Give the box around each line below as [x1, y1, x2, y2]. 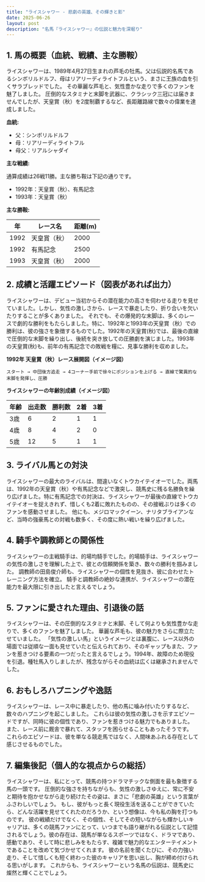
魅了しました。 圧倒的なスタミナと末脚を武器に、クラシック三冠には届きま [6, 90, 195, 98]
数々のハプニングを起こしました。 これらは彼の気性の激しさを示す [6, 710, 174, 717]
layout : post [6, 20, 40, 26]
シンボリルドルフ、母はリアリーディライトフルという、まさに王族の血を [11, 75, 193, 82]
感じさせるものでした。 [6, 740, 65, 748]
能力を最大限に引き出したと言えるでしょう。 [6, 583, 118, 590]
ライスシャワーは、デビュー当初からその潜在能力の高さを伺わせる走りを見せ [6, 296, 199, 304]
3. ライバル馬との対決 [6, 460, 88, 470]
